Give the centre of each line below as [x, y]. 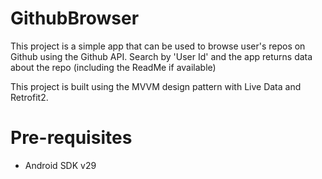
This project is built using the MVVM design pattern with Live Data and [156, 86]
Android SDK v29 [60, 165]
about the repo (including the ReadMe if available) [113, 67]
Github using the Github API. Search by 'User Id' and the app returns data [161, 56]
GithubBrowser [75, 18]
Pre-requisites [71, 138]
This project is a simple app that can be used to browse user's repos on [158, 46]
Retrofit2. [29, 97]
